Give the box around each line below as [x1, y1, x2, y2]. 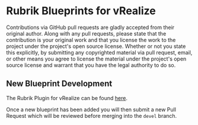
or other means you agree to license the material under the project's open [6, 55, 187, 62]
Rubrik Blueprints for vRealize [6, 4, 156, 18]
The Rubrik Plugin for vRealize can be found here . [6, 94, 127, 101]
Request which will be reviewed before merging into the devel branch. [6, 112, 177, 119]
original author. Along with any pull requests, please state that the [6, 30, 167, 37]
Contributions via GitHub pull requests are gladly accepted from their [6, 24, 175, 31]
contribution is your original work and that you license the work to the [6, 36, 176, 43]
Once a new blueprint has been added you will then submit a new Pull [6, 105, 177, 113]
